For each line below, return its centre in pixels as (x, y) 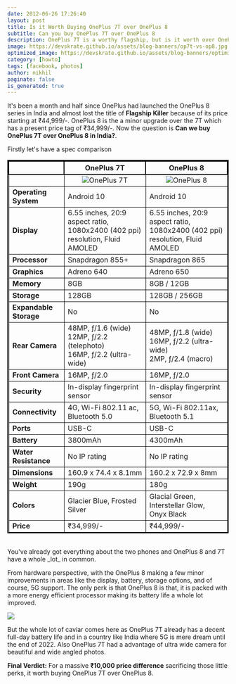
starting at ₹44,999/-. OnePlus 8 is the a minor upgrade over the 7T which (114, 121)
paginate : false (31, 79)
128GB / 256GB (176, 296)
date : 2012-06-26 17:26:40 (47, 14)
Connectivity (34, 412)
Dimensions (33, 473)
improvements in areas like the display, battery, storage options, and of (110, 581)
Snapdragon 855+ (98, 260)
